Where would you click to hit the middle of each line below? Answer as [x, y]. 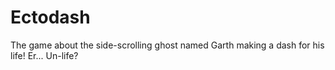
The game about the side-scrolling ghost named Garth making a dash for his [167, 45]
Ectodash [50, 17]
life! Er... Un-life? [44, 55]
